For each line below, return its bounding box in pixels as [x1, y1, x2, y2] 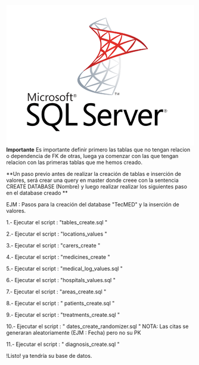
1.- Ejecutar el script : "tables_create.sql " [6, 218, 108, 225]
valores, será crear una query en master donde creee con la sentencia [6, 177, 179, 184]
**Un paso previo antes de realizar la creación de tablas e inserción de [6, 170, 182, 177]
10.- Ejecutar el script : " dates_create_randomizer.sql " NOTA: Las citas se [6, 323, 189, 330]
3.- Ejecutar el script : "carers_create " [6, 242, 101, 249]
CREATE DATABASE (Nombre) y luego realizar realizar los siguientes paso [6, 182, 188, 190]
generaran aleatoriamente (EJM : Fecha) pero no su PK [6, 329, 141, 336]
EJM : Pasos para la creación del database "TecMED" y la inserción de [6, 200, 180, 208]
